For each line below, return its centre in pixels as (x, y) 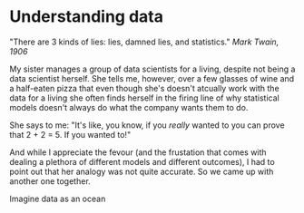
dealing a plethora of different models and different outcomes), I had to (142, 161)
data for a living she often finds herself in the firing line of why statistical (144, 98)
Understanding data (86, 17)
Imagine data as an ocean (58, 198)
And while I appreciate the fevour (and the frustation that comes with (138, 152)
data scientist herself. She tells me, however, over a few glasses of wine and (152, 78)
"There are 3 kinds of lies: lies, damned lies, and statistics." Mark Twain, (144, 42)
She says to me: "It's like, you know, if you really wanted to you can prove (147, 125)
